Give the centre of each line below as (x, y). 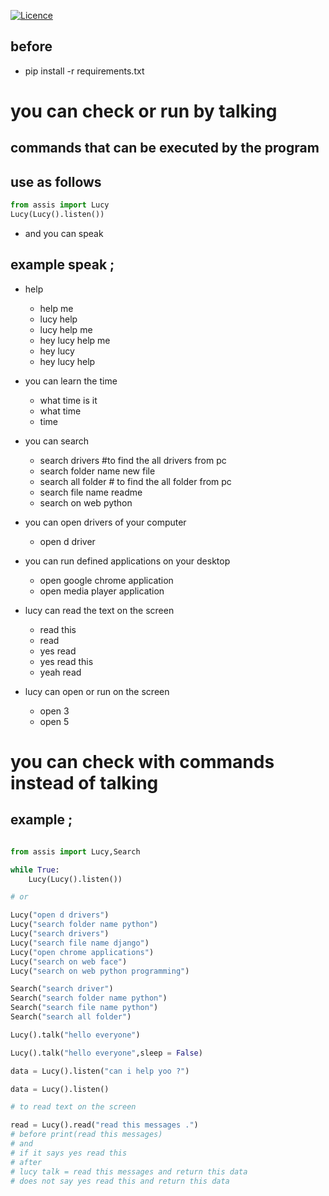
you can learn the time (71, 381)
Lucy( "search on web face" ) (69, 961)
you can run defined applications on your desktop (127, 561)
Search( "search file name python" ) (84, 1008)
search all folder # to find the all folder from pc (135, 481)
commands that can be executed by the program (165, 148)
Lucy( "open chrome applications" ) (82, 952)
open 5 (54, 721)
